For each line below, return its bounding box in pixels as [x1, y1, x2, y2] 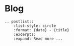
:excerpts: [13, 32, 36, 37]
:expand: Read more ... [13, 36, 63, 41]
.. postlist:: [4, 19, 34, 24]
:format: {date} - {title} [13, 27, 70, 32]
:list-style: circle [13, 23, 56, 28]
